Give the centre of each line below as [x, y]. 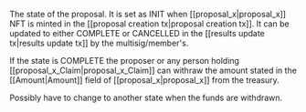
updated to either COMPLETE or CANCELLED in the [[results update [137, 33]
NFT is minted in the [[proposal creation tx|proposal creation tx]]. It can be [149, 24]
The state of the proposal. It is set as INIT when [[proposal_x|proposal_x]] [148, 14]
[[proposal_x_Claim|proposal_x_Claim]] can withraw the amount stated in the [153, 70]
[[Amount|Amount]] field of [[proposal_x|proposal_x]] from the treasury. [145, 80]
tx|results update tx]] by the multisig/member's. [99, 43]
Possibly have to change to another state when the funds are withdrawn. [146, 97]
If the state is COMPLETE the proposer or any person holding [125, 61]
